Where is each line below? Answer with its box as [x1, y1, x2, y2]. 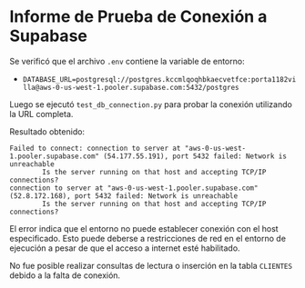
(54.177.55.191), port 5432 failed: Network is [103, 152, 287, 161]
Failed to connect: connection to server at [9, 144, 181, 153]
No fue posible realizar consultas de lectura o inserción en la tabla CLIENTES [9, 260, 293, 271]
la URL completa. [9, 108, 74, 119]
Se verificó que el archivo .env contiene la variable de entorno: [9, 55, 245, 66]
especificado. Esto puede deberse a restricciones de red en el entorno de [9, 233, 287, 243]
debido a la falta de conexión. [9, 270, 121, 281]
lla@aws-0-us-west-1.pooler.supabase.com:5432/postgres [22, 83, 239, 92]
